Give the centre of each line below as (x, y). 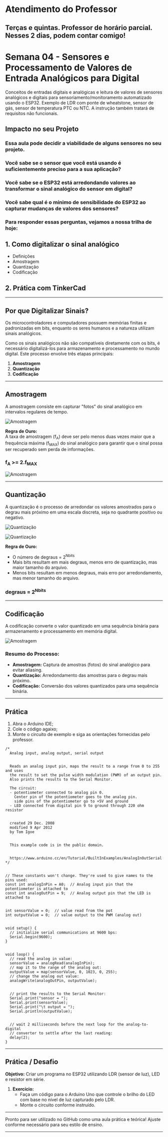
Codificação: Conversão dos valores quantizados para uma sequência (85, 686)
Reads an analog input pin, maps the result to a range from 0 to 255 (85, 766)
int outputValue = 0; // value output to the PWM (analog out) (73, 915)
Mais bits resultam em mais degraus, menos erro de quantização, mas (85, 562)
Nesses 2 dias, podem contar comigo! (65, 35)
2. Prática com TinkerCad (45, 288)
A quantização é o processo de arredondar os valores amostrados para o (80, 506)
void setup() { (21, 928)
